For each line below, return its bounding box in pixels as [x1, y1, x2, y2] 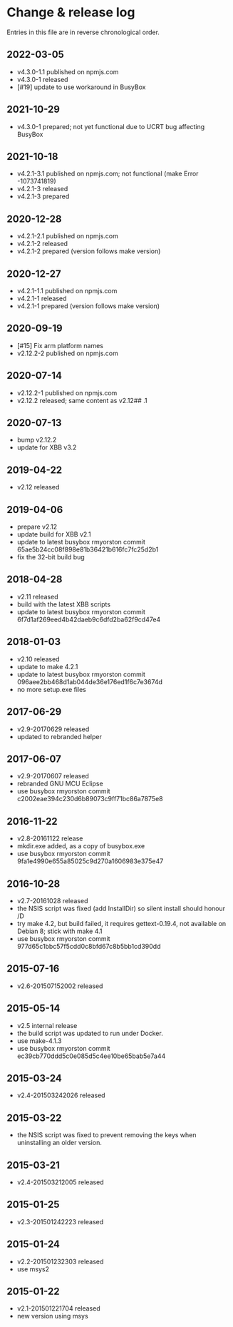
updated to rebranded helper [16, 732, 103, 741]
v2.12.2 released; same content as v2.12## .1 [16, 396, 147, 405]
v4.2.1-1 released [16, 294, 67, 302]
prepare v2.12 [16, 522, 58, 532]
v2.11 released [16, 592, 58, 601]
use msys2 [16, 1264, 50, 1273]
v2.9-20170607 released [16, 772, 90, 781]
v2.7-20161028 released [16, 896, 88, 905]
